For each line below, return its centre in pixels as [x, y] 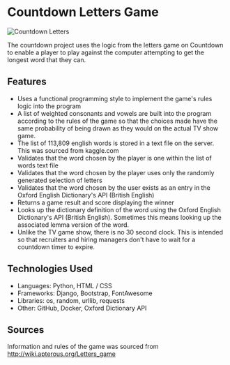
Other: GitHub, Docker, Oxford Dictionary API [82, 308]
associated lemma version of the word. [73, 225]
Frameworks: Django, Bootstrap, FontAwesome [85, 293]
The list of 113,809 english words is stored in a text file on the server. [116, 143]
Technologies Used [50, 269]
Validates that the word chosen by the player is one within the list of [115, 158]
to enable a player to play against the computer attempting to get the [106, 52]
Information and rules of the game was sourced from [83, 347]
